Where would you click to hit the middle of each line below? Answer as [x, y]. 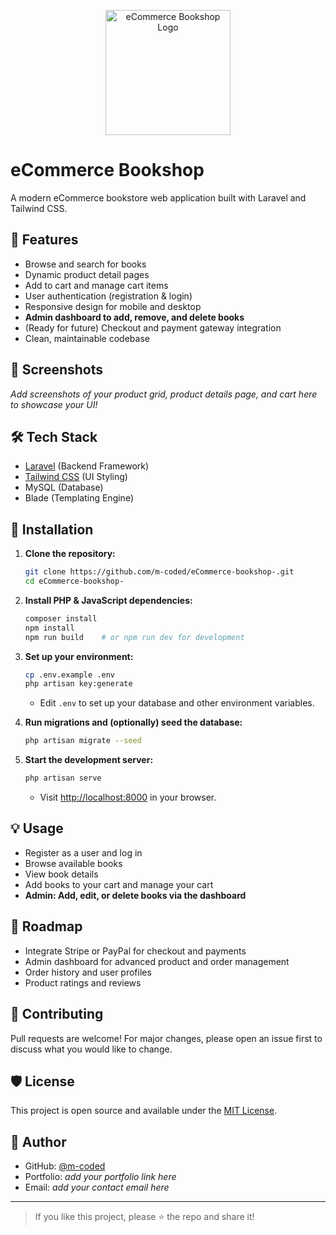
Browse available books [73, 863]
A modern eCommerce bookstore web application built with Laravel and [158, 197]
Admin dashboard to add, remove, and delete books [134, 317]
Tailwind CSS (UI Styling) [76, 477]
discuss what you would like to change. [91, 1049]
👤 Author [38, 1141]
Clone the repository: [70, 554]
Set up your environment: [79, 656]
